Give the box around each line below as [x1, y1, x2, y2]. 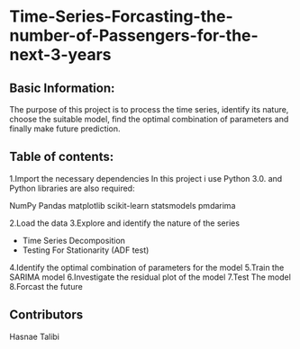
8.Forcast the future [9, 281, 83, 291]
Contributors [9, 308, 84, 323]
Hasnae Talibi [9, 331, 60, 342]
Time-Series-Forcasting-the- [9, 6, 233, 27]
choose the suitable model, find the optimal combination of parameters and [9, 114, 289, 124]
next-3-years [9, 45, 112, 65]
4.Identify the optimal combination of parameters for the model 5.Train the [9, 262, 285, 273]
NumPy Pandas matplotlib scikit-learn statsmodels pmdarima [9, 200, 236, 210]
